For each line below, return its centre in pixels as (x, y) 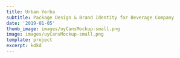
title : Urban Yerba (31, 12)
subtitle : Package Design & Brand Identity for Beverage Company (90, 18)
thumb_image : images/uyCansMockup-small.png (63, 29)
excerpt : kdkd (24, 46)
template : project (29, 40)
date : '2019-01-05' (31, 23)
